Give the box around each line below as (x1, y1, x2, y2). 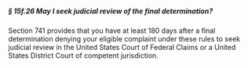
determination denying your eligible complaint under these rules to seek (8, 34, 241, 43)
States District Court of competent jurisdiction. (8, 51, 159, 60)
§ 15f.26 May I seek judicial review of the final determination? (8, 6, 213, 16)
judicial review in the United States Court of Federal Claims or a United (8, 42, 236, 52)
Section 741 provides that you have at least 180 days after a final (8, 26, 216, 35)
